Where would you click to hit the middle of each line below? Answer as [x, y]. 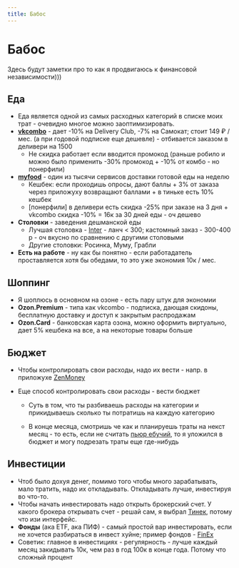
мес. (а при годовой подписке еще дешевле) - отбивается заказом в [123, 139]
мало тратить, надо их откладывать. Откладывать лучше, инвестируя [124, 489]
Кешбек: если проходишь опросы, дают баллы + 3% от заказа [123, 184]
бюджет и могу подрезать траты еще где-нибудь [104, 442]
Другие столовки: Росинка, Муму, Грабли [92, 245]
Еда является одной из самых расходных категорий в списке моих [120, 116]
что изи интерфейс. [47, 519]
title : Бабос [27, 14]
